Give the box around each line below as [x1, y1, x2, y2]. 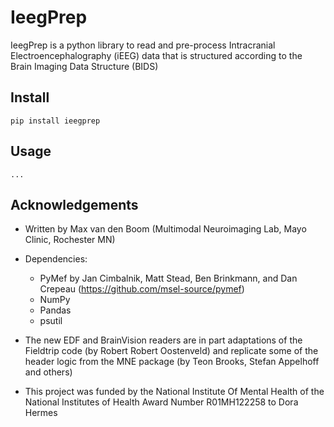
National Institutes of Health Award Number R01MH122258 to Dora [24, 396, 299, 408]
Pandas [39, 304, 72, 316]
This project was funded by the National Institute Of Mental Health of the [24, 386, 325, 398]
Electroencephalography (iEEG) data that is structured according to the [10, 49, 303, 61]
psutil [39, 315, 63, 327]
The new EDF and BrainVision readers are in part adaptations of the [24, 334, 303, 346]
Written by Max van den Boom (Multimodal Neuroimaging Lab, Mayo [24, 223, 307, 235]
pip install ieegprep [10, 116, 101, 126]
